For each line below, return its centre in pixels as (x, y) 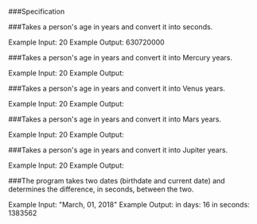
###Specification (37, 12)
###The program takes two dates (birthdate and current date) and (117, 181)
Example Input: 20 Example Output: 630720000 (86, 42)
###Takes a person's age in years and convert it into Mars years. (115, 119)
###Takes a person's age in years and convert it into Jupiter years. (118, 150)
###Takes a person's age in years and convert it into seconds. (111, 27)
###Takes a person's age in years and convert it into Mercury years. (121, 58)
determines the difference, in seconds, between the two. (101, 189)
